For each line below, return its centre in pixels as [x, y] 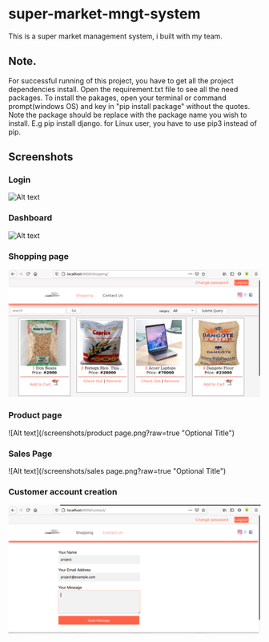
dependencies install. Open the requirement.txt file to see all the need [123, 89]
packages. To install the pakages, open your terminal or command [117, 98]
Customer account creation [63, 491]
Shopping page [39, 256]
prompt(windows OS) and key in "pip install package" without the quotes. [129, 106]
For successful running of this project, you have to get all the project [121, 80]
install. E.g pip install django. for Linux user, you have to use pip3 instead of [133, 123]
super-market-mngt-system [104, 14]
